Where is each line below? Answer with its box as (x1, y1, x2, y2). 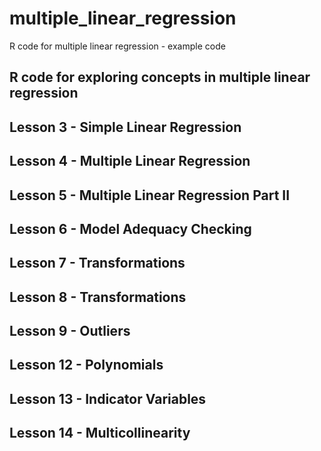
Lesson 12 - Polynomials (9, 357, 164, 374)
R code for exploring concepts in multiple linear (9, 69, 311, 86)
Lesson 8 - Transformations (9, 288, 187, 306)
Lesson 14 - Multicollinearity (9, 425, 191, 442)
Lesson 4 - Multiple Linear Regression (9, 153, 251, 170)
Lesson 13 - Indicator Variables (9, 390, 207, 407)
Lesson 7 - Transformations (9, 255, 186, 272)
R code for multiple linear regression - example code (9, 40, 226, 52)
